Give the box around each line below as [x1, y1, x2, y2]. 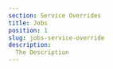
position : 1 [8, 26, 48, 34]
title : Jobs [8, 19, 48, 27]
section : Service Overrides [8, 11, 102, 20]
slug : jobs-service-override [8, 33, 105, 42]
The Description [15, 48, 69, 56]
